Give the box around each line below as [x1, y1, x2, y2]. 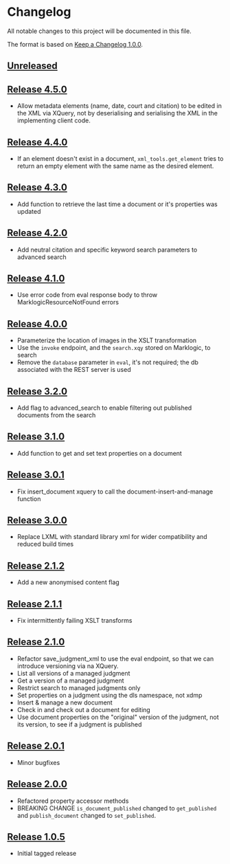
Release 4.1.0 [7, 272, 65, 284]
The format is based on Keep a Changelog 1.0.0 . [7, 40, 143, 48]
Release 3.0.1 [7, 469, 65, 481]
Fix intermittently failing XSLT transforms [16, 617, 133, 625]
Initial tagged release [16, 850, 77, 858]
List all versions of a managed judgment [16, 669, 130, 677]
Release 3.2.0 [7, 386, 67, 397]
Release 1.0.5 [7, 831, 65, 843]
